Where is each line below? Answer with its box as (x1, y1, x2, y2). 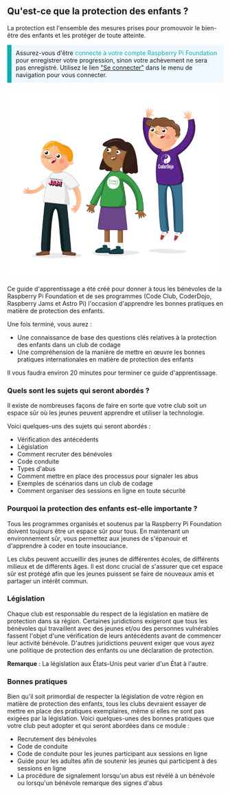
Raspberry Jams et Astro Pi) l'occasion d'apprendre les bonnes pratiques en (7, 299, 224, 307)
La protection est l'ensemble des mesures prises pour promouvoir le (7, 23, 200, 32)
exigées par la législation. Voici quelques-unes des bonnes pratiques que (7, 714, 215, 722)
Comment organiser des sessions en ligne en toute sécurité (16, 487, 186, 495)
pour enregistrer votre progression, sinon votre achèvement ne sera (16, 56, 208, 64)
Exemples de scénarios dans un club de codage (16, 479, 153, 488)
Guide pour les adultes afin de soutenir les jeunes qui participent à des (16, 757, 218, 765)
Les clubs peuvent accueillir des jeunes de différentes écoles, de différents (7, 554, 220, 563)
